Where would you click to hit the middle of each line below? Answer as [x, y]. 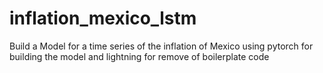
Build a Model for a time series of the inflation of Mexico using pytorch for [161, 46]
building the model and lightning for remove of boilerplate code [139, 56]
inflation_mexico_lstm [103, 18]
